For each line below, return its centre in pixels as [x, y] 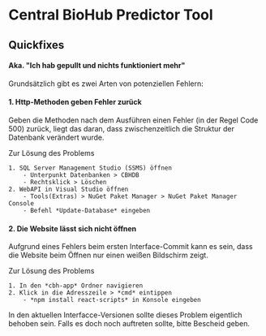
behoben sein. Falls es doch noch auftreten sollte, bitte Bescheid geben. [129, 324]
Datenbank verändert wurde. [56, 137]
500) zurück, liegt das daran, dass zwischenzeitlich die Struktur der [122, 128]
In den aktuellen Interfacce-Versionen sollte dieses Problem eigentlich [125, 315]
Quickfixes [36, 45]
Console [21, 203]
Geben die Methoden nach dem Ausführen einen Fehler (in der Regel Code [133, 120]
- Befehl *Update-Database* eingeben [87, 210]
